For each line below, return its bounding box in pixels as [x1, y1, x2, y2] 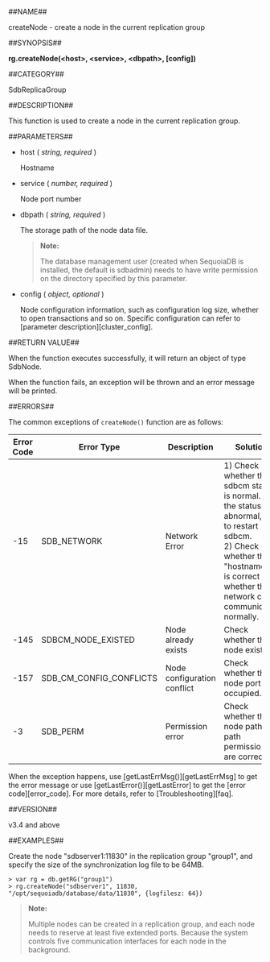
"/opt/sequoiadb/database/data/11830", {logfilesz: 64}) [8, 889, 203, 898]
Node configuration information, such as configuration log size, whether [19, 305, 260, 314]
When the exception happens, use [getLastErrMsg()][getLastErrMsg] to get [8, 772, 258, 781]
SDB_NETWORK [41, 536, 103, 546]
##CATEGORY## [8, 69, 64, 79]
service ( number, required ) [19, 179, 113, 188]
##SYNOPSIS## [8, 38, 62, 48]
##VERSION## [8, 805, 58, 814]
